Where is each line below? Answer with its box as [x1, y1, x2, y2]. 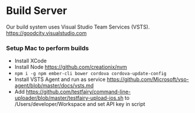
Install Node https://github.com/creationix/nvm [14, 63, 127, 70]
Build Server [6, 4, 67, 17]
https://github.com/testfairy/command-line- [26, 89, 131, 96]
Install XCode [14, 57, 47, 65]
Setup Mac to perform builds [6, 44, 89, 52]
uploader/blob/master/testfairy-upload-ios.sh [14, 94, 124, 101]
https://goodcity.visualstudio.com [6, 29, 87, 36]
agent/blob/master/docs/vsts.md [14, 82, 94, 89]
